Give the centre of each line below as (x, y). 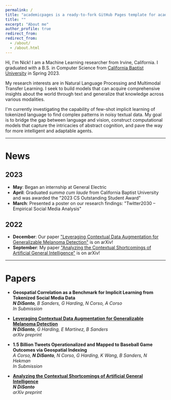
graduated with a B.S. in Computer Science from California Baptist (75, 68)
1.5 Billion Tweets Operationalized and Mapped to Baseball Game (82, 345)
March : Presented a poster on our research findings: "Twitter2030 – (84, 203)
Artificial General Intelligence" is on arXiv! (56, 253)
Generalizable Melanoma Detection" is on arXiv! (63, 242)
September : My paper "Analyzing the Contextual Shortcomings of (82, 248)
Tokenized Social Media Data (44, 298)
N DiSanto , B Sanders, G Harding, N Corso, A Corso (67, 303)
